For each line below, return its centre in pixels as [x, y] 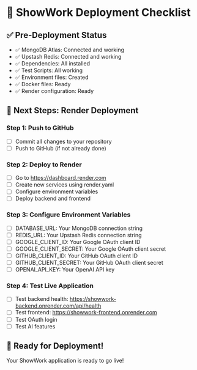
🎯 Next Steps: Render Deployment [72, 110]
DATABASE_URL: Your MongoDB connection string [79, 228]
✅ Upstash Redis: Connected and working [68, 57]
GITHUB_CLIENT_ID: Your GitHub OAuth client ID [76, 256]
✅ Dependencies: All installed [53, 63]
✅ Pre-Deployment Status [57, 35]
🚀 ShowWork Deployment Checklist [98, 13]
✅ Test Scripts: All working [49, 70]
